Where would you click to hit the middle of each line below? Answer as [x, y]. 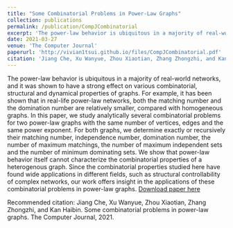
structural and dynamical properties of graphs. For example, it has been [110, 93]
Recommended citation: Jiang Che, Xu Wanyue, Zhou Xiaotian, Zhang [107, 202]
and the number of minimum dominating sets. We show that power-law [109, 152]
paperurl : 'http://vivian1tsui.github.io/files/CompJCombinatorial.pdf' [114, 53]
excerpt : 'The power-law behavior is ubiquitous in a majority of [105, 33]
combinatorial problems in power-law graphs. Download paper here [104, 188]
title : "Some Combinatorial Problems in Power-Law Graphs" [94, 14]
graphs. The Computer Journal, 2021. [61, 217]
